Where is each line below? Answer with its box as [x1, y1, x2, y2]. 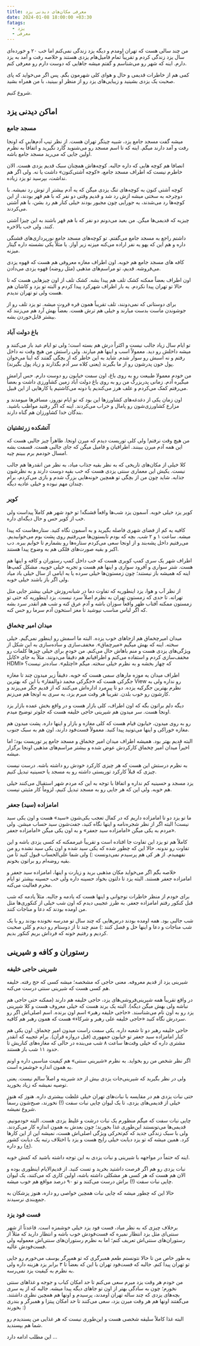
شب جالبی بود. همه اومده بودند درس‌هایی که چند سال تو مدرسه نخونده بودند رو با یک [7, 917, 193, 924]
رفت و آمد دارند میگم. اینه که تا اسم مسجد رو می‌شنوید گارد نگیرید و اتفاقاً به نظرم [7, 144, 189, 151]
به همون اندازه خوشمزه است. [7, 1063, 73, 1070]
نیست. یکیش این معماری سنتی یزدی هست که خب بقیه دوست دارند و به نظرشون [7, 467, 186, 474]
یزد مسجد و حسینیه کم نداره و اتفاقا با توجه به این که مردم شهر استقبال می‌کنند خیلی [7, 779, 194, 787]
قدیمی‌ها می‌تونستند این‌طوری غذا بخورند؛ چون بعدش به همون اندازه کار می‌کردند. [7, 1123, 186, 1130]
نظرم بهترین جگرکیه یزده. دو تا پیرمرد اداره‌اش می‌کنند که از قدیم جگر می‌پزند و [7, 684, 182, 691]
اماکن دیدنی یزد [7, 106, 58, 117]
